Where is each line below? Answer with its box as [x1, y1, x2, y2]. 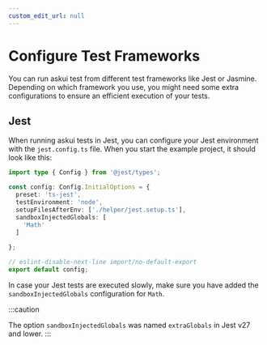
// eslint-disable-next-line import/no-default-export [8, 258, 197, 266]
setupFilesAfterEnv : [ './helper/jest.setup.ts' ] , [15, 206, 186, 214]
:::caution [8, 305, 40, 314]
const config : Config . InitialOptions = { [8, 183, 150, 191]
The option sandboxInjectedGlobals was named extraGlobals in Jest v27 [8, 320, 251, 330]
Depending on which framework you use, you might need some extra [8, 82, 239, 92]
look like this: [8, 153, 53, 163]
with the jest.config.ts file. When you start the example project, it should [8, 144, 256, 154]
